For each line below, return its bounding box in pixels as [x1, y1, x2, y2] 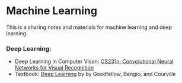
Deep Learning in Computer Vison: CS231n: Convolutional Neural [14, 58, 174, 65]
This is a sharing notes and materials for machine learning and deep [6, 24, 173, 31]
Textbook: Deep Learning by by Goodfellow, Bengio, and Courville [14, 71, 176, 78]
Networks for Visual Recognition [14, 64, 94, 71]
